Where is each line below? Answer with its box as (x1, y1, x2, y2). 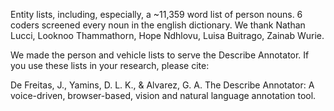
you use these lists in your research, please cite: (10, 60, 210, 71)
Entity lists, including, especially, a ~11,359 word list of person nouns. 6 (10, 9, 303, 20)
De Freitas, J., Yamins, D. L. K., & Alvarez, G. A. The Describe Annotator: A (10, 79, 315, 91)
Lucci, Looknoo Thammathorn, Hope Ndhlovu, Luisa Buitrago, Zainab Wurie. (10, 30, 325, 41)
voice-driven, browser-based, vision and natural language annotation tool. (10, 90, 317, 101)
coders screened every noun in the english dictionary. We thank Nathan (10, 19, 306, 31)
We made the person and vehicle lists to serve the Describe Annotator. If (10, 49, 310, 61)
